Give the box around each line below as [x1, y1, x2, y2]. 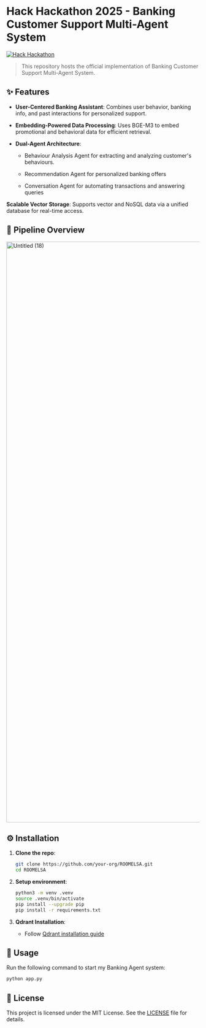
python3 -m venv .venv [15, 890, 74, 896]
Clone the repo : [15, 850, 56, 857]
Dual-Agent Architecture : [15, 140, 82, 147]
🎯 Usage [6, 948, 39, 958]
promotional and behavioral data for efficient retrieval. [15, 128, 152, 136]
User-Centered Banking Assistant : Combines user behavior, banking [15, 103, 191, 110]
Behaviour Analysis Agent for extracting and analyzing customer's [24, 152, 192, 159]
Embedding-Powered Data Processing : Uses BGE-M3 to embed [15, 121, 180, 129]
